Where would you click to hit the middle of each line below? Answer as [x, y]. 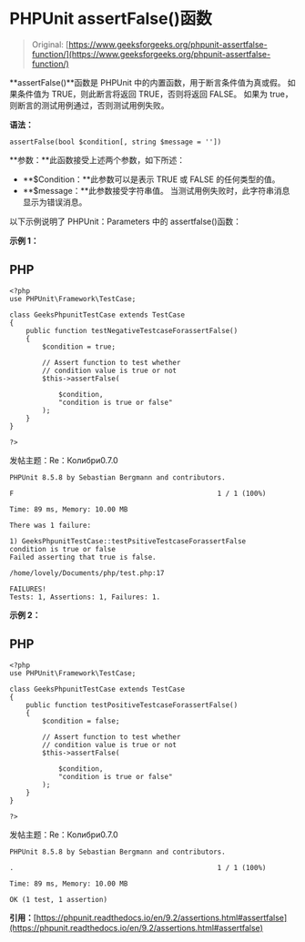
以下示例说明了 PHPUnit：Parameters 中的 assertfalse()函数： [125, 221]
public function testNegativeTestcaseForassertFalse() [132, 330]
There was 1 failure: [51, 525]
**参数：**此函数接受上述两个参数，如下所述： [97, 159]
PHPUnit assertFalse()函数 [111, 19]
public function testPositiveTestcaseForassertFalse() [132, 705]
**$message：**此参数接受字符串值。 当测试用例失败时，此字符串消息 [156, 190]
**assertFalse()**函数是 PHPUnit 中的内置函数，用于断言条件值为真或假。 [147, 82]
